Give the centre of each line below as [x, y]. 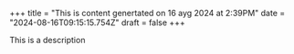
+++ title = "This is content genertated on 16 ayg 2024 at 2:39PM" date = [147, 13]
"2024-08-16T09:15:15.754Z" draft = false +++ [97, 22]
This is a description [47, 40]
